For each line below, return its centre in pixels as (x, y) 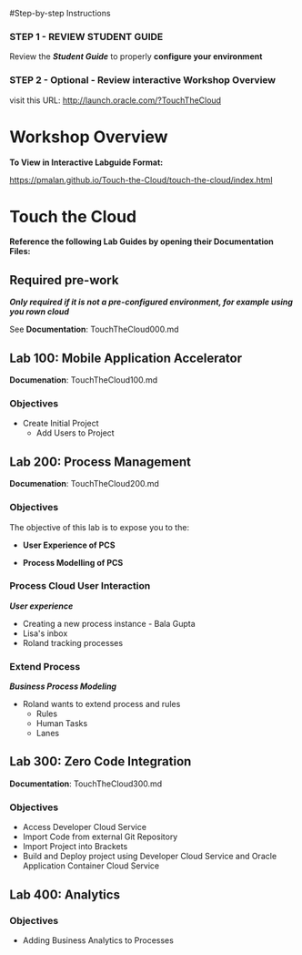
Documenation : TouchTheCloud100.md (83, 380)
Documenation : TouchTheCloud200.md (84, 484)
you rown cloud (40, 312)
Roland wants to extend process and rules (101, 704)
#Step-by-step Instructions (60, 13)
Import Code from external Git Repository (100, 837)
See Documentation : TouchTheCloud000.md (94, 329)
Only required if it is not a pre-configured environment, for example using (151, 302)
